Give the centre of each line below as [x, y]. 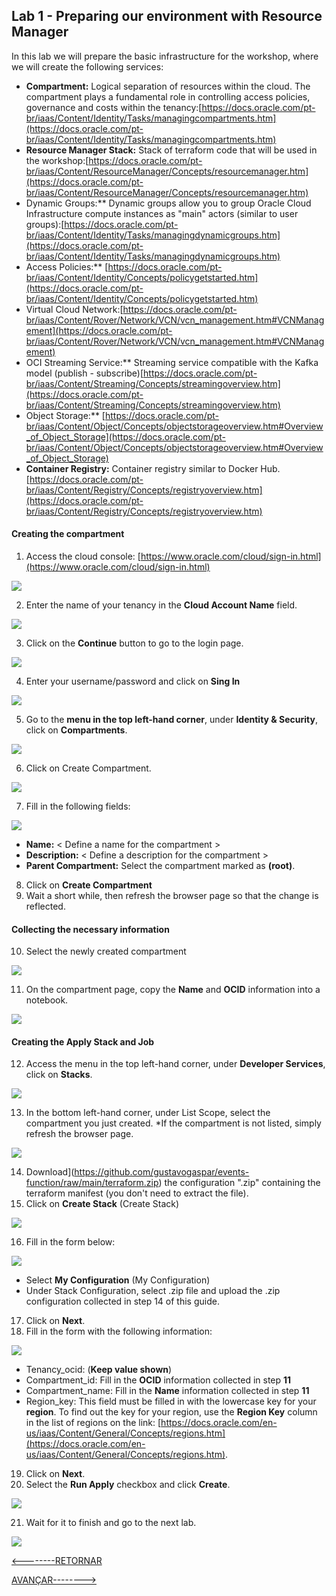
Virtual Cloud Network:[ [74, 309]
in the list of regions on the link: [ [93, 1423]
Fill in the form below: [70, 1242]
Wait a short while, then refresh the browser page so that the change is [172, 896]
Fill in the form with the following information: [119, 1331]
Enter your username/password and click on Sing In [133, 681]
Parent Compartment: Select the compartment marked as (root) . [160, 866]
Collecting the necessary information [90, 929]
